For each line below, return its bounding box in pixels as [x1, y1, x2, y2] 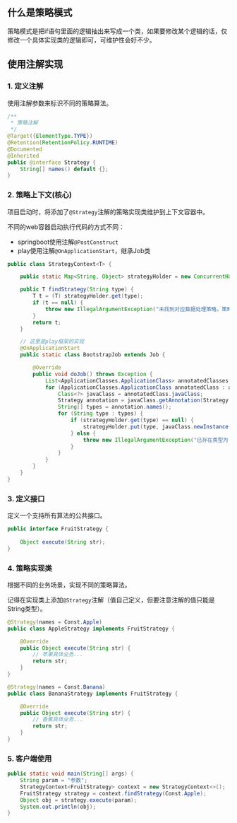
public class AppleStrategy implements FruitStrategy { [7, 625, 175, 632]
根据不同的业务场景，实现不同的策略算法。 [7, 580, 131, 589]
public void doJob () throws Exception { [32, 370, 153, 378]
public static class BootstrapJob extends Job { [20, 351, 166, 358]
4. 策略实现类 [7, 563, 53, 573]
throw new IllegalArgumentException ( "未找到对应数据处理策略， [44, 305, 222, 313]
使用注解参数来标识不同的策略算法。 [7, 98, 113, 107]
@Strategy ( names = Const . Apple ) [7, 618, 102, 626]
